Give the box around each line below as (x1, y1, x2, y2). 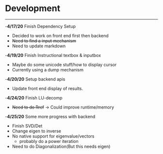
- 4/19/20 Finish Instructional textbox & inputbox (5, 52, 101, 58)
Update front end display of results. (12, 85, 83, 91)
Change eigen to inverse (12, 128, 62, 134)
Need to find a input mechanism (12, 38, 77, 43)
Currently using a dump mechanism (12, 67, 84, 72)
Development (5, 3, 61, 14)
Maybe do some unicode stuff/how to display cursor (12, 61, 117, 68)
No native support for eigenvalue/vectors (12, 133, 95, 139)
